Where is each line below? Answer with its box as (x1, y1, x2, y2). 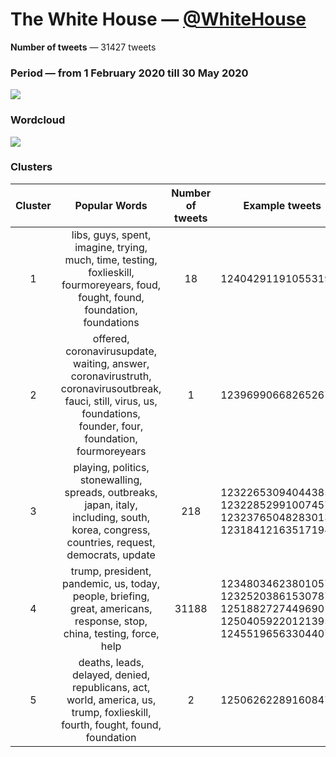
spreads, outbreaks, (64, 485, 158, 499)
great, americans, (69, 601, 153, 615)
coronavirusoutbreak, (60, 381, 162, 395)
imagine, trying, (74, 240, 148, 254)
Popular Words (74, 198, 148, 212)
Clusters (10, 160, 53, 174)
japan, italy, (84, 498, 138, 512)
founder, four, (78, 419, 144, 433)
